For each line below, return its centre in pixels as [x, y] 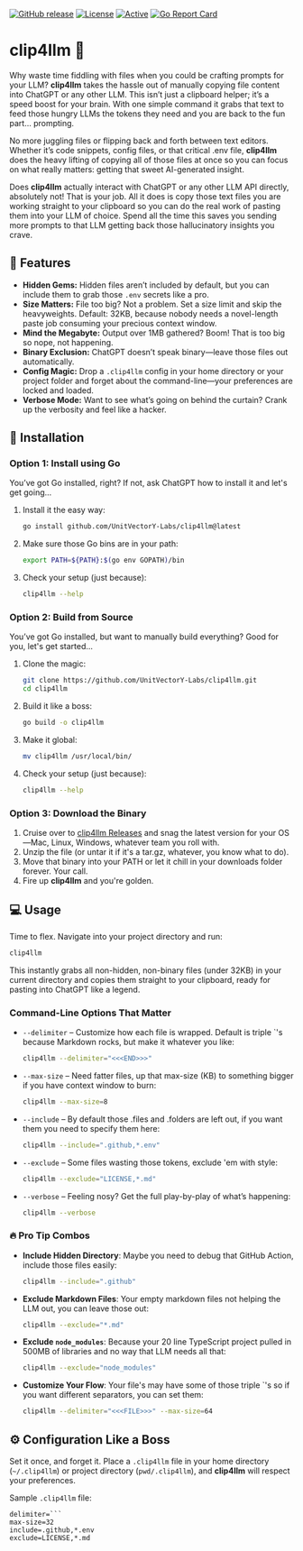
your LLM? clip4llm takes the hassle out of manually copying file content [145, 85]
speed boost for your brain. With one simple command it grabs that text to [147, 104]
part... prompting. [42, 123]
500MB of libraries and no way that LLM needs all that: [124, 1352]
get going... [31, 492]
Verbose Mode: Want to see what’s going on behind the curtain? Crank [155, 399]
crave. [21, 234]
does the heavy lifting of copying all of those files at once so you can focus [149, 160]
